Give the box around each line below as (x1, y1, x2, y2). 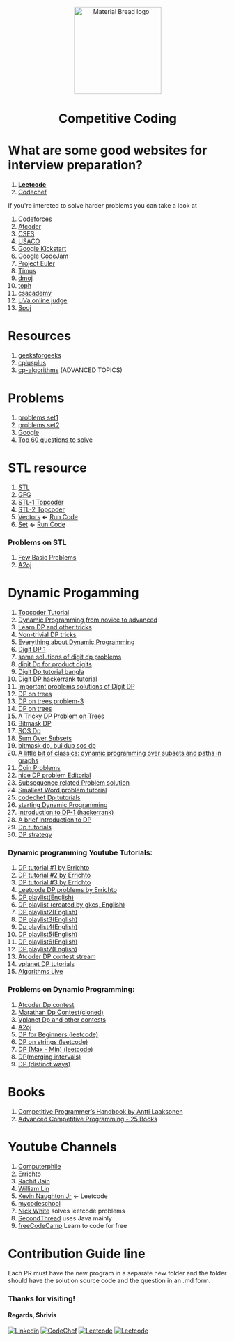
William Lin (17, 1184, 49, 1193)
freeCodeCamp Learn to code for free (17, 1221, 127, 1229)
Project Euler (17, 259, 55, 268)
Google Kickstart (17, 245, 67, 253)
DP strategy (17, 830, 52, 839)
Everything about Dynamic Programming (17, 638, 135, 646)
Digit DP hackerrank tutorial (17, 675, 97, 683)
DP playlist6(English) (17, 937, 78, 946)
